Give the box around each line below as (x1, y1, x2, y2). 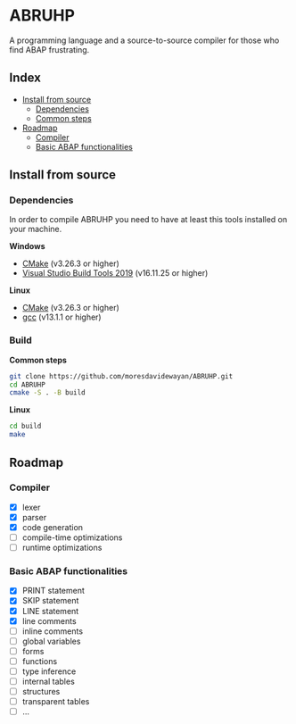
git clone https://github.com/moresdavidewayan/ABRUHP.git (9, 371, 234, 380)
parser (21, 512, 47, 522)
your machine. (9, 224, 62, 235)
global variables (21, 636, 81, 646)
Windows (9, 241, 45, 252)
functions (21, 655, 58, 666)
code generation (21, 521, 83, 532)
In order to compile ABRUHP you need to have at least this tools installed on (9, 214, 288, 225)
